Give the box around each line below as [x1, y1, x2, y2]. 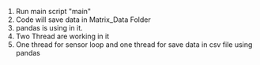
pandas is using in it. [15, 23, 83, 32]
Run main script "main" [15, 7, 92, 16]
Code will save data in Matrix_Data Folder [15, 15, 152, 24]
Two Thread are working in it [15, 31, 110, 41]
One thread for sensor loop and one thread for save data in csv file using [15, 40, 253, 49]
